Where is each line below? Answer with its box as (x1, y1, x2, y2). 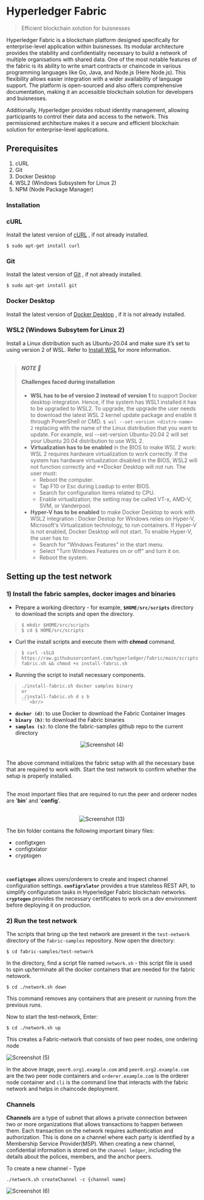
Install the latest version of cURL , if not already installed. (6, 230, 149, 238)
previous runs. (6, 1001, 42, 1009)
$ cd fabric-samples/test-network (6, 949, 94, 955)
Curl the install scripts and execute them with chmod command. (15, 638, 176, 645)
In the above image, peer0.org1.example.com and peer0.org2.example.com (6, 1066, 189, 1073)
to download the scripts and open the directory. (15, 610, 135, 617)
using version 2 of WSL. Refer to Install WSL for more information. (6, 346, 171, 353)
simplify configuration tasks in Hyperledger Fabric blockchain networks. (6, 888, 187, 896)
